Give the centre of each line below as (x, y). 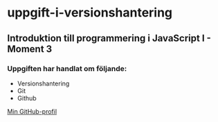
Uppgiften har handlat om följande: (67, 68)
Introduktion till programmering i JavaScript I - (109, 38)
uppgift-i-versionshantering (90, 13)
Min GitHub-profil (32, 111)
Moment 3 (30, 49)
